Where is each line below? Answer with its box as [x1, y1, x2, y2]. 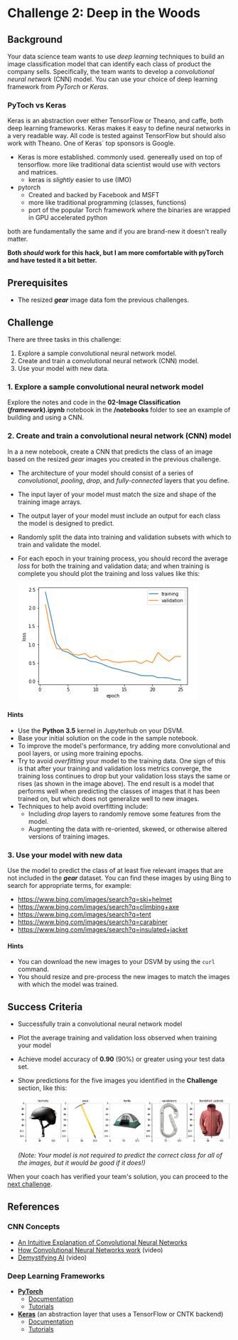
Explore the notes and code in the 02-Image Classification [7, 398, 181, 407]
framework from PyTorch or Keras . [7, 83, 109, 90]
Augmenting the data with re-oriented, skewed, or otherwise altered [28, 825, 227, 833]
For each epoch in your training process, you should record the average [17, 554, 229, 562]
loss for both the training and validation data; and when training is [17, 561, 210, 570]
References [7, 1200, 60, 1213]
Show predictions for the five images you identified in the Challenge [17, 1077, 218, 1085]
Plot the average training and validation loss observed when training [17, 1034, 217, 1042]
